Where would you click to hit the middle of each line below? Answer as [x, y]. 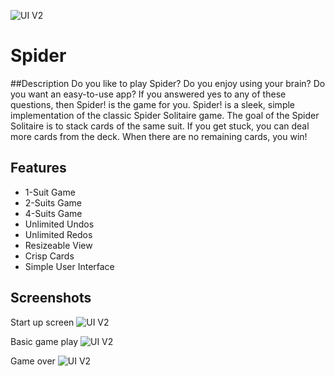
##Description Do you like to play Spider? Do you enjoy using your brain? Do [168, 83]
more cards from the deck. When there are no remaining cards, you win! [159, 136]
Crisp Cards [49, 256]
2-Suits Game [53, 202]
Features [38, 168]
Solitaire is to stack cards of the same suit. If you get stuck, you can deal [160, 126]
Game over [33, 361]
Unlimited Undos [59, 224]
